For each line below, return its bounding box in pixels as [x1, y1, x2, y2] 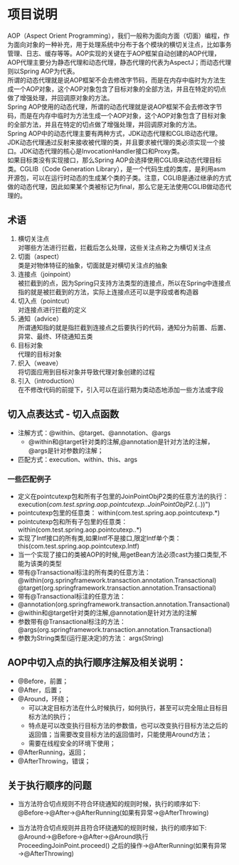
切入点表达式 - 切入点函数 [7, 408, 119, 420]
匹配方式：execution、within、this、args [17, 455, 137, 463]
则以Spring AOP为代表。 [7, 67, 79, 75]
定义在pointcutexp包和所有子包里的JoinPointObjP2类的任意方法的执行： [17, 492, 229, 500]
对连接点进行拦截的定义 [17, 305, 87, 313]
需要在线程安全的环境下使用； [28, 738, 116, 747]
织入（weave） [17, 358, 63, 367]
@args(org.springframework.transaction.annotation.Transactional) [17, 625, 212, 633]
